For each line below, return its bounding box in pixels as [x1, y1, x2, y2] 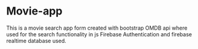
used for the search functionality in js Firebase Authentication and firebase [6, 30, 192, 38]
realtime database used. [6, 37, 66, 44]
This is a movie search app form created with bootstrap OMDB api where [6, 24, 188, 31]
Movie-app [6, 4, 63, 18]
